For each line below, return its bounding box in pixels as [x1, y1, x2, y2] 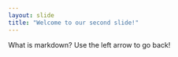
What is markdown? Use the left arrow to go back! [8, 40, 171, 49]
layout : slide [8, 11, 55, 20]
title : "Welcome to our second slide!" [8, 19, 139, 27]
